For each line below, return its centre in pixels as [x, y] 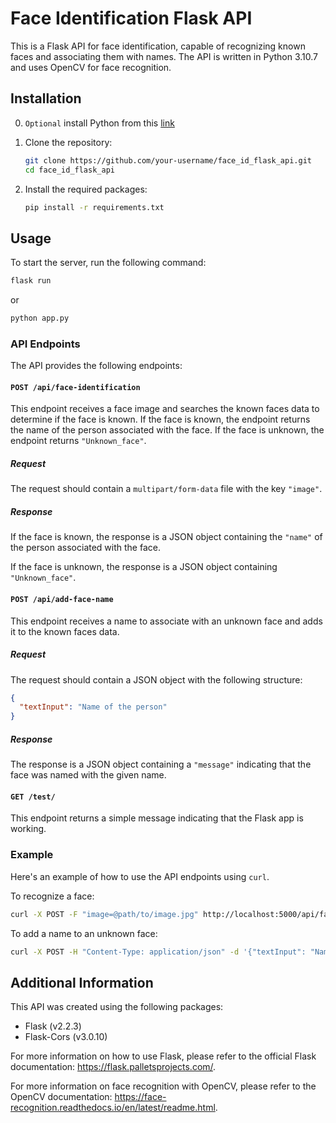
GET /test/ [33, 797]
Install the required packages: [86, 189]
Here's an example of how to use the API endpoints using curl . [140, 876]
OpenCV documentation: [61, 1097]
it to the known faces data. [65, 631]
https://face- [140, 1097]
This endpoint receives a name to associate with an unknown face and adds [166, 621]
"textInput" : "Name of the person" [93, 707]
